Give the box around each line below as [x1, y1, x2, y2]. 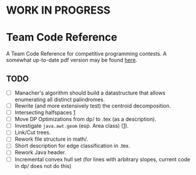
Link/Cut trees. [14, 129, 51, 136]
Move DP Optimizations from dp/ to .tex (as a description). [14, 116, 156, 123]
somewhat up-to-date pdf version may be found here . [6, 57, 138, 64]
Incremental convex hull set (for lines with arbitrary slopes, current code [14, 155, 191, 163]
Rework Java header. [14, 149, 67, 156]
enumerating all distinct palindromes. [14, 96, 105, 103]
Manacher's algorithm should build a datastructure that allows [14, 89, 166, 96]
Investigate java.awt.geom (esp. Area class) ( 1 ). [14, 122, 129, 129]
